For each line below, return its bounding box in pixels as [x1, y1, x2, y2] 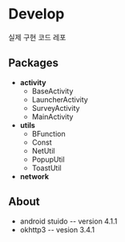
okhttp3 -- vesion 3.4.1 [19, 224, 95, 234]
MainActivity [31, 112, 74, 121]
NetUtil [31, 146, 55, 155]
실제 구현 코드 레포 [8, 32, 67, 42]
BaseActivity [31, 86, 74, 96]
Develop [8, 5, 65, 23]
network [19, 171, 50, 181]
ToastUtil [31, 162, 62, 173]
